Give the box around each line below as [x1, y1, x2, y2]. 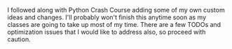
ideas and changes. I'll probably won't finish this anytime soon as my [7, 13, 207, 21]
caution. [7, 35, 31, 43]
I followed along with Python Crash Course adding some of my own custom [7, 6, 226, 14]
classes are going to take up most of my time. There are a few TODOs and [7, 21, 221, 28]
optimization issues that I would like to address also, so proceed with [7, 28, 206, 36]
